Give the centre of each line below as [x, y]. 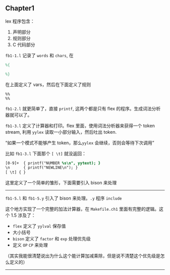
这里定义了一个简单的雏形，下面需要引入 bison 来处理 [61, 183]
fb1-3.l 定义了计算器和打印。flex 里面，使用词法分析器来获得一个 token [80, 126]
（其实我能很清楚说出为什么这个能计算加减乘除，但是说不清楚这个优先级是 [83, 256]
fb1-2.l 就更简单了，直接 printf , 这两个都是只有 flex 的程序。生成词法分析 [83, 108]
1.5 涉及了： [23, 215]
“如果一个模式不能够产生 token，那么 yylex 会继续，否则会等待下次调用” [80, 143]
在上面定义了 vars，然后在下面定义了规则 [48, 84]
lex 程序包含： [20, 21]
